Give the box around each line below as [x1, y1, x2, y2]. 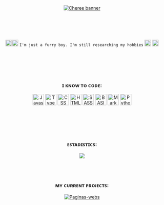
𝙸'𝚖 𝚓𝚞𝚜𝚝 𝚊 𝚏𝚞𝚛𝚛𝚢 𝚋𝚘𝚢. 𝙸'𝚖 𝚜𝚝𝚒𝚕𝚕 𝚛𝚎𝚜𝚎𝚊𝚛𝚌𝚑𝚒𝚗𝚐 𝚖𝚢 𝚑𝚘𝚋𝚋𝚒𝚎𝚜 [19, 42, 143, 48]
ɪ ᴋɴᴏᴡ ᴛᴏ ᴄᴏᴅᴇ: [61, 81, 102, 89]
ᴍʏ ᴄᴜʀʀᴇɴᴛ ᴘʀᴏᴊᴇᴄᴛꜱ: [55, 182, 109, 189]
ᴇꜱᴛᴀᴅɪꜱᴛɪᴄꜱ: [67, 141, 97, 148]
